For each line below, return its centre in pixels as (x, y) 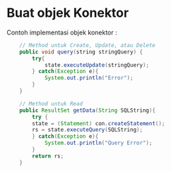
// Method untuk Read (51, 103)
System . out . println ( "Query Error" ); (98, 143)
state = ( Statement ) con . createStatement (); (99, 123)
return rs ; (48, 156)
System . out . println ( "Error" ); (89, 78)
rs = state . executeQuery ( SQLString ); (87, 130)
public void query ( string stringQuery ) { (81, 52)
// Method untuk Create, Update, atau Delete (88, 45)
